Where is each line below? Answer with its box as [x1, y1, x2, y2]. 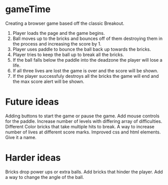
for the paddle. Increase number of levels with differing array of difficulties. [5, 118, 162, 124]
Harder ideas [5, 152, 61, 164]
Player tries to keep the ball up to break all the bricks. [12, 52, 124, 58]
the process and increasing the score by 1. [12, 40, 102, 47]
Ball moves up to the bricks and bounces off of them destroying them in [12, 35, 163, 41]
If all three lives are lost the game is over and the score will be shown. [12, 67, 158, 74]
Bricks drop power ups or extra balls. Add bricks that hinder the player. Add [5, 168, 163, 175]
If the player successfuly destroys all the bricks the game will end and [12, 73, 159, 79]
